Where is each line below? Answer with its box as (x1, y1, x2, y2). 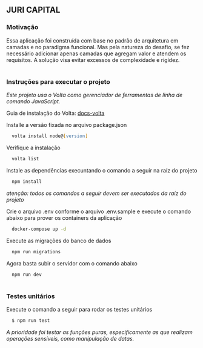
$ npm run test (12, 318, 50, 324)
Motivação (6, 23, 39, 32)
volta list (12, 156, 39, 162)
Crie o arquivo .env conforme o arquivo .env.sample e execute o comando (6, 208, 191, 215)
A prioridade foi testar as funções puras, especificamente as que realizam (6, 328, 193, 336)
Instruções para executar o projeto (6, 77, 110, 86)
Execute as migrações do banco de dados (6, 237, 111, 244)
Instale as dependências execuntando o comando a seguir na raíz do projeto (6, 167, 198, 174)
